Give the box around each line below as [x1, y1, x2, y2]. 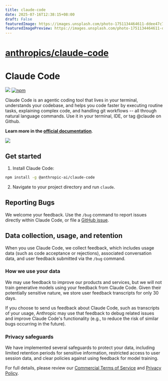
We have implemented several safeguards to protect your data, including [5, 344, 155, 350]
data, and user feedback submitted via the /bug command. [5, 255, 126, 261]
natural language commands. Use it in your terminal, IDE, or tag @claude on [5, 113, 161, 119]
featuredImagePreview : [5, 26, 52, 31]
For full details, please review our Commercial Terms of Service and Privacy [5, 365, 161, 371]
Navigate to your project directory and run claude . [12, 183, 115, 190]
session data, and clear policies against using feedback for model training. [5, 355, 158, 361]
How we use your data [5, 268, 60, 275]
